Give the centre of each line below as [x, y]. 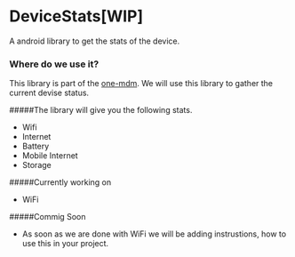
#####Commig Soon [48, 217]
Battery [36, 146]
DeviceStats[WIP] [76, 16]
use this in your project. [65, 244]
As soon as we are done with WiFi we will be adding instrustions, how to [154, 234]
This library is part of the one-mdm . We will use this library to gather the [141, 84]
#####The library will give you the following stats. [101, 110]
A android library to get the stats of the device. [95, 41]
